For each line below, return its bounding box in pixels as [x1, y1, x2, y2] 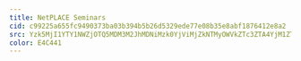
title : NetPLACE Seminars [9, 13, 106, 22]
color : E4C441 [9, 38, 63, 48]
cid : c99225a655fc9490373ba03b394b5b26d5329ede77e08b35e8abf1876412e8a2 [9, 22, 287, 30]
